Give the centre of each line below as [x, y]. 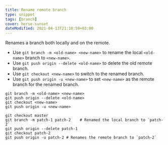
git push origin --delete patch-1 [42, 129]
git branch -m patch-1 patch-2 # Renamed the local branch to [75, 120]
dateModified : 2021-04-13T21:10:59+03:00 [49, 29]
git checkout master [27, 116]
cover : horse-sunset [27, 24]
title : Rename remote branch [36, 10]
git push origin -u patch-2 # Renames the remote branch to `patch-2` [81, 138]
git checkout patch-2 [28, 133]
